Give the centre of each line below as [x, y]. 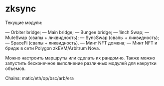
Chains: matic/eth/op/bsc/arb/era [39, 78]
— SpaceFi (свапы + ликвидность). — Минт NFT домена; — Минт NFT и [81, 42]
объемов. [15, 68]
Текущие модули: [24, 22]
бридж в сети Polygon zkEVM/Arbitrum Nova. [53, 48]
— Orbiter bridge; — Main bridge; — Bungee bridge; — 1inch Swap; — [77, 32]
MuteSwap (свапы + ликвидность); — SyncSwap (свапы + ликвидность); [82, 37]
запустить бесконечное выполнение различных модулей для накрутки [81, 63]
